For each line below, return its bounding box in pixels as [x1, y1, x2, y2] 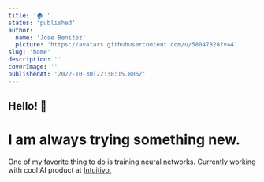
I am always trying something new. [8, 131, 240, 149]
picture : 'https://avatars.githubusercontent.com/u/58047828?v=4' [15, 41, 238, 49]
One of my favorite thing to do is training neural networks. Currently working [8, 157, 256, 166]
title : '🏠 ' [8, 11, 51, 20]
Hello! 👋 [8, 99, 47, 113]
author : [8, 26, 34, 34]
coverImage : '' [8, 63, 58, 71]
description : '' [8, 56, 61, 64]
